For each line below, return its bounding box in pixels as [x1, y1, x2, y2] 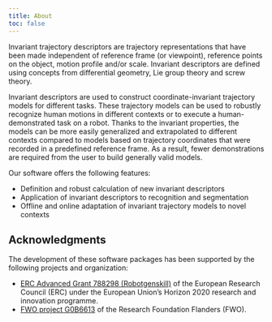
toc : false [8, 19, 45, 28]
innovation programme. [19, 296, 99, 306]
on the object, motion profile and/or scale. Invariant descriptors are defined [8, 58, 261, 69]
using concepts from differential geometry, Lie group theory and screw [8, 67, 246, 77]
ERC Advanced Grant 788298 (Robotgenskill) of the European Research [19, 279, 261, 289]
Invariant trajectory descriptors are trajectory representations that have [8, 41, 246, 51]
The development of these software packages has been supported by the [8, 255, 255, 264]
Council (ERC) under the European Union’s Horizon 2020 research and [19, 287, 257, 297]
